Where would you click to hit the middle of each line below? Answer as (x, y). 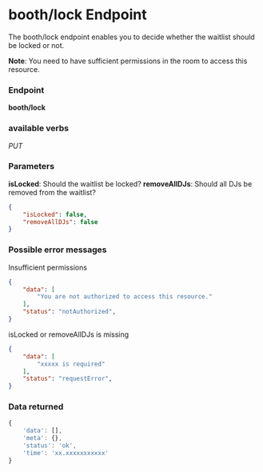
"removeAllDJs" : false (60, 222)
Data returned (36, 407)
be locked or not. (36, 45)
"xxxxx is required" (71, 364)
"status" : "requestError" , (68, 379)
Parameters (31, 166)
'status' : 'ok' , (50, 446)
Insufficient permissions (48, 267)
